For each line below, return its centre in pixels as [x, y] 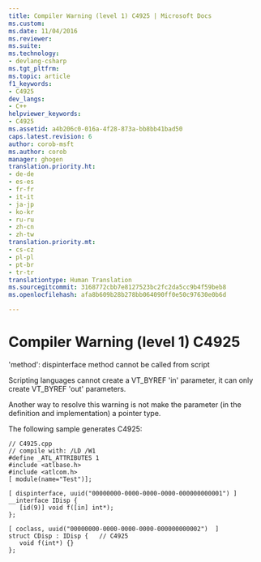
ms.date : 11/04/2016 [43, 31]
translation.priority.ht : [52, 167]
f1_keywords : [30, 84]
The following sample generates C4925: [75, 429]
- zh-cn [21, 227]
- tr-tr [21, 272]
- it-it [21, 197]
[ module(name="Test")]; [50, 479]
